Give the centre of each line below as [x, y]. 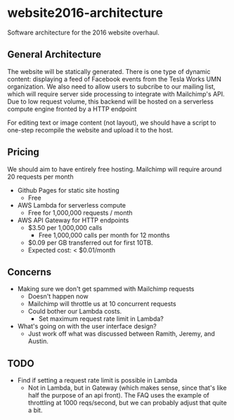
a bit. [35, 410]
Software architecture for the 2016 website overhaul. [83, 32]
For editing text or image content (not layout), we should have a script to [112, 122]
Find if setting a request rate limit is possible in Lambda [97, 381]
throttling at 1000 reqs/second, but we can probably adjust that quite [127, 403]
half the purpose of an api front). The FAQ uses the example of [118, 395]
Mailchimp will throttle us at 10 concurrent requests [102, 304]
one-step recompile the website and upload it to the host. [90, 130]
